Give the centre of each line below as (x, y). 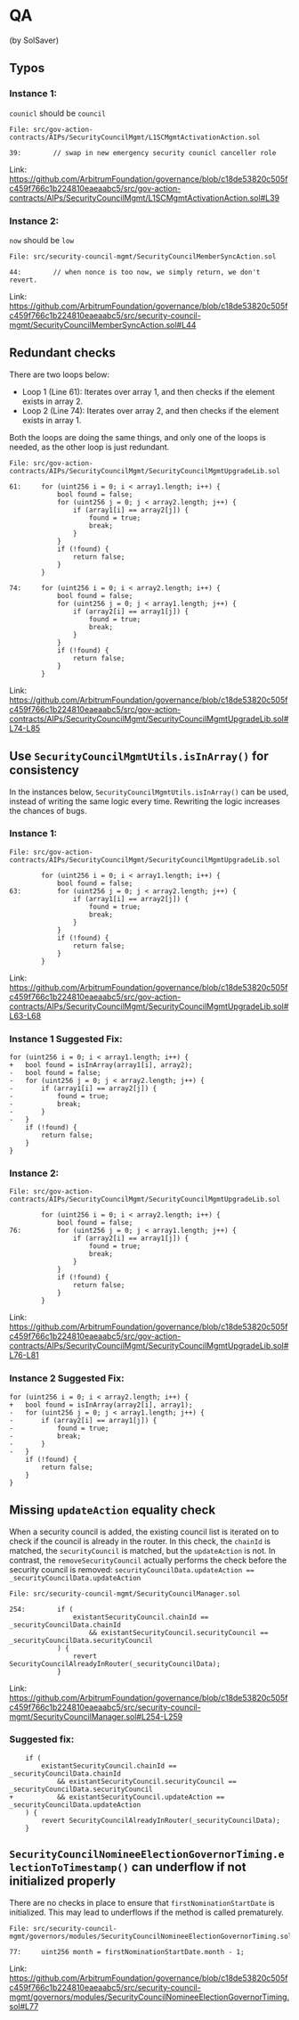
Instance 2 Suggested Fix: (67, 1378)
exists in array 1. (52, 420)
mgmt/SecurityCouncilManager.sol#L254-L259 (96, 1716)
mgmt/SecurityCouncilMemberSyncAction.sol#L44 (103, 324)
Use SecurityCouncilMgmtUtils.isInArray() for (139, 756)
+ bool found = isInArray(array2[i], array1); (101, 1405)
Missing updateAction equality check (113, 1511)
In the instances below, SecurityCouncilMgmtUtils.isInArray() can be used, (149, 792)
